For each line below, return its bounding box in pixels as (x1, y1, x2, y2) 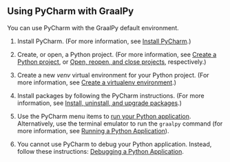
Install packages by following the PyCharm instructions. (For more (17, 91, 205, 100)
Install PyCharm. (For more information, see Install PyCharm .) (17, 37, 191, 45)
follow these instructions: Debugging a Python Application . (17, 147, 184, 155)
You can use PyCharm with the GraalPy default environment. (7, 23, 179, 32)
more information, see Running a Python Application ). (17, 126, 169, 135)
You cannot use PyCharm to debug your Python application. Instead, (17, 140, 212, 148)
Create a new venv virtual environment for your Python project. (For (17, 71, 209, 79)
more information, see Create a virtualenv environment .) (17, 78, 177, 86)
